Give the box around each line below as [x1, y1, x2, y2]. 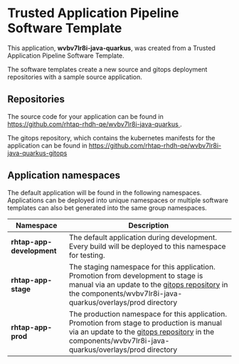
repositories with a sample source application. [7, 73, 142, 81]
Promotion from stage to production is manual [68, 318, 223, 328]
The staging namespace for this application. [68, 261, 216, 271]
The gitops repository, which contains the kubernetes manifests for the [7, 133, 216, 142]
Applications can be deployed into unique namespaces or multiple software [7, 196, 229, 204]
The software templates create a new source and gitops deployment [7, 65, 208, 73]
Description [127, 220, 169, 230]
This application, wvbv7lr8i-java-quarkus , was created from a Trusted [7, 43, 216, 52]
